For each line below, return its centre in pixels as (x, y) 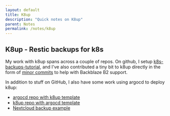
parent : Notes (20, 24)
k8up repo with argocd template (46, 102)
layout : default (22, 10)
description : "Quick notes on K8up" (44, 19)
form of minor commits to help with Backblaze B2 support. (66, 72)
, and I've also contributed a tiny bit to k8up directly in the (100, 67)
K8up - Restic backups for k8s (54, 49)
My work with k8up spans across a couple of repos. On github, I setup (79, 61)
